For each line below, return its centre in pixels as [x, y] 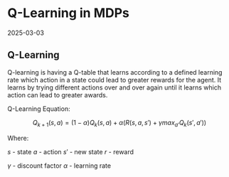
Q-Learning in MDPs [69, 13]
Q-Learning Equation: [39, 109]
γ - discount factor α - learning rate [59, 166]
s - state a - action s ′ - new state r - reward [70, 151]
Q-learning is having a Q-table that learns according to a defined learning [115, 72]
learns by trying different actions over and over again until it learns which [114, 87]
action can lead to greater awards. [58, 95]
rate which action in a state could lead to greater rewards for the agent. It [114, 80]
